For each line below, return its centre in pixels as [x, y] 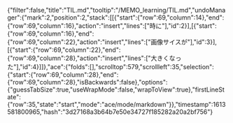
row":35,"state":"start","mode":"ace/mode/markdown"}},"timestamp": [113, 104]
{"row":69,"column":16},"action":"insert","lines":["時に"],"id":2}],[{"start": [112, 26]
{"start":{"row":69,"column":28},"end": [63, 75]
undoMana [210, 10]
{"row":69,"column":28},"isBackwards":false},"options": [87, 82]
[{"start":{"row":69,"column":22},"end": [64, 50]
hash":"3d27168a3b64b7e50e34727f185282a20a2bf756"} [128, 112]
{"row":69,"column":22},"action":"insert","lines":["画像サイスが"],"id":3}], [112, 42]
